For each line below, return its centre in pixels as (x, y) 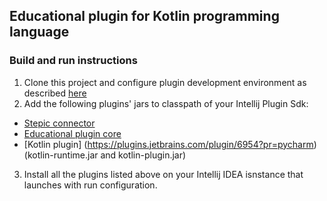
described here (55, 93)
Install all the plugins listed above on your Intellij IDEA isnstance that (163, 174)
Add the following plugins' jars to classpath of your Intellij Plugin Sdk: (166, 103)
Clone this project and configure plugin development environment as (165, 82)
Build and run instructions (73, 61)
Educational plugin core (72, 133)
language (39, 32)
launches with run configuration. (90, 185)
